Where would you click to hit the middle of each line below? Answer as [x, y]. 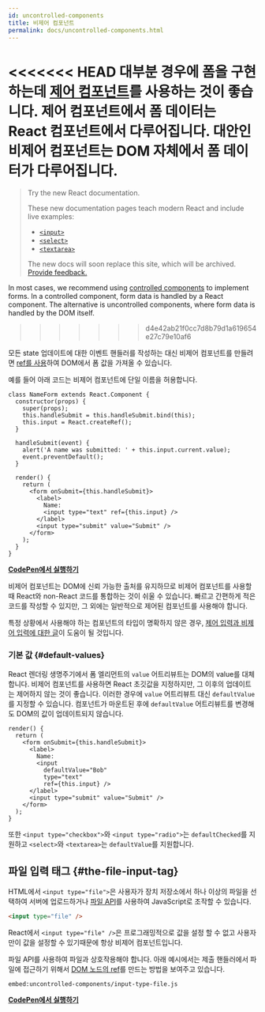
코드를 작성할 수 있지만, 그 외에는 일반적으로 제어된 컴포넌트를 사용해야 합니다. [128, 606]
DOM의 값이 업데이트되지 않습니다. [70, 713]
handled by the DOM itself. [51, 313]
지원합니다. [177, 844]
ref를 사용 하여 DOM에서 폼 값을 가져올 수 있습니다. [94, 363]
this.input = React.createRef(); [77, 423]
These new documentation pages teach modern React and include [136, 208]
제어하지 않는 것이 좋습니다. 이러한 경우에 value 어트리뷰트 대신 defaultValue [136, 693]
